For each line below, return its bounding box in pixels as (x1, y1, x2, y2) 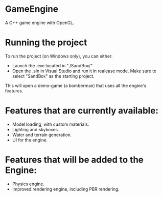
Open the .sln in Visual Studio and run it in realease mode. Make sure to (12, 68, 157, 74)
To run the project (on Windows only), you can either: (5, 53, 113, 59)
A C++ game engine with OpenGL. (5, 20, 74, 26)
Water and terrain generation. (12, 132, 72, 138)
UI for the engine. (12, 137, 48, 143)
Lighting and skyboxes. (12, 126, 59, 132)
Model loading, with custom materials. (12, 121, 90, 127)
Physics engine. (12, 181, 45, 187)
